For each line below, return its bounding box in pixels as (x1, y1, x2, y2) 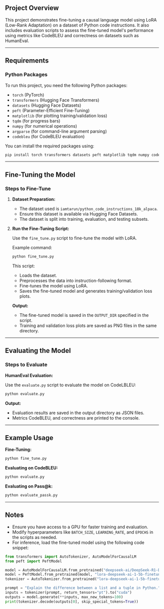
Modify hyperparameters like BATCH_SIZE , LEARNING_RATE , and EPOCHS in (12, 529, 154, 535)
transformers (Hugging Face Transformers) (12, 97, 100, 103)
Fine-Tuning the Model (5, 170, 76, 179)
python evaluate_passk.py (5, 493, 58, 498)
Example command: (12, 245, 52, 251)
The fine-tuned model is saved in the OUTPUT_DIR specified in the (19, 312, 149, 318)
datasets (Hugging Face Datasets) (12, 102, 82, 108)
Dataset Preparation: (12, 196, 56, 202)
